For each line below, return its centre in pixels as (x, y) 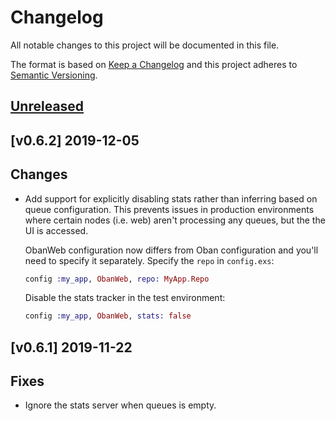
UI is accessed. (56, 230)
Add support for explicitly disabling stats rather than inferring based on (171, 198)
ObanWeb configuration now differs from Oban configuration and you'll (171, 250)
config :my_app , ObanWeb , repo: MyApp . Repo (117, 279)
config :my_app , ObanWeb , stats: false (108, 316)
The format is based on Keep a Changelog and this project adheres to (154, 64)
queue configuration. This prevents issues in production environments (169, 209)
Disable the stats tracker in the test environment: (125, 298)
